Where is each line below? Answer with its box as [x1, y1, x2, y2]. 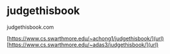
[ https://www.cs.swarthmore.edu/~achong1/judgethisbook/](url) [7, 35, 164, 42]
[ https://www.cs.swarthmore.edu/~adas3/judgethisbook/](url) [7, 41, 159, 48]
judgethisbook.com [7, 23, 54, 31]
